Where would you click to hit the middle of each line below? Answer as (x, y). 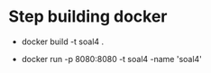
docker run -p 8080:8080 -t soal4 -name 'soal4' (111, 59)
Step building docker (88, 17)
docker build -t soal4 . (63, 41)
